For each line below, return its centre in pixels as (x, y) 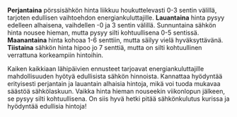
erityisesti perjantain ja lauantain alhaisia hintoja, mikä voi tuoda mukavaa (114, 84)
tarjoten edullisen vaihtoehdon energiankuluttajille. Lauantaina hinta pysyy (116, 18)
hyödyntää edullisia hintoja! (47, 106)
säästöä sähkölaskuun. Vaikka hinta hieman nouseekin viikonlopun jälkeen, (116, 91)
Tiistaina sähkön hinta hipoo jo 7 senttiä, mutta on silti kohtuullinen (105, 48)
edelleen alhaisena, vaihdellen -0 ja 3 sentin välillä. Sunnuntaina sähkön (112, 25)
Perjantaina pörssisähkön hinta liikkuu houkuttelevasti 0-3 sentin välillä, (112, 10)
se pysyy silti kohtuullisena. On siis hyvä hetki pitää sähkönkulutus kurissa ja (118, 99)
